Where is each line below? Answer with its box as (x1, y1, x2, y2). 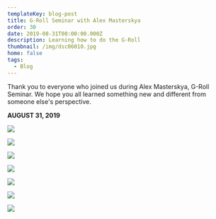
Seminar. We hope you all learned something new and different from (7, 90, 207, 98)
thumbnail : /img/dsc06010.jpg (7, 43, 97, 50)
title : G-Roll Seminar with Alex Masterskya (7, 17, 141, 24)
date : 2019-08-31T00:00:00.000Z (7, 30, 103, 37)
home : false (7, 50, 42, 57)
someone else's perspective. (7, 97, 92, 106)
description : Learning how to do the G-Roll (7, 37, 141, 44)
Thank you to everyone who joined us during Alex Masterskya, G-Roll (7, 82, 210, 90)
